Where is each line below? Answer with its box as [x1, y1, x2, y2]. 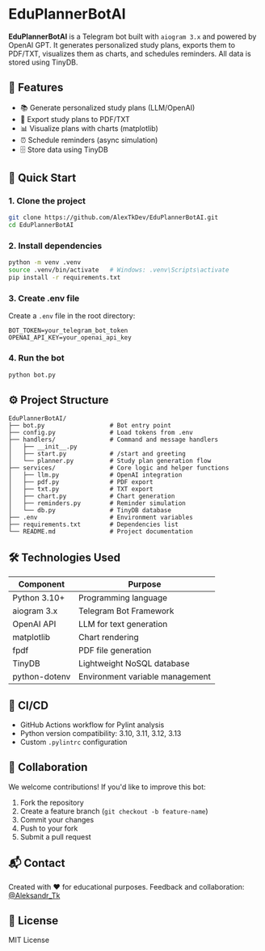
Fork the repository [19, 797, 85, 807]
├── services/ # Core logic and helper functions [8, 464, 229, 473]
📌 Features [8, 81, 64, 95]
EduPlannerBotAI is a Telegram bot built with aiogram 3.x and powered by [8, 32, 257, 41]
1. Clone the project [8, 196, 86, 207]
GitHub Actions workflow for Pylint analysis [19, 720, 165, 730]
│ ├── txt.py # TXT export [8, 486, 154, 494]
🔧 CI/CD [8, 698, 49, 712]
